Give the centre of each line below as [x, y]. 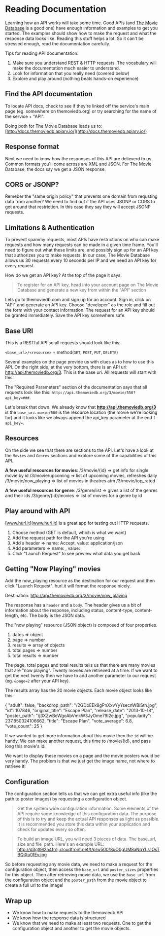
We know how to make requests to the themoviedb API [68, 913]
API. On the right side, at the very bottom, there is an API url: [66, 367]
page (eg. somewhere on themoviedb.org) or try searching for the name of [81, 111]
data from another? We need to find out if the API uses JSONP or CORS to [80, 202]
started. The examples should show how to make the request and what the [81, 33]
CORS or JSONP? [32, 184]
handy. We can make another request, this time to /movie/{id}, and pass [78, 741]
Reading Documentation [56, 9]
